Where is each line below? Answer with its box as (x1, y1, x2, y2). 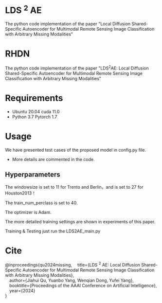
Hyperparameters (5, 171, 61, 179)
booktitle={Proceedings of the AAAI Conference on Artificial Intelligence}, (9, 283, 157, 288)
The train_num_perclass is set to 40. (5, 200, 78, 206)
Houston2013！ (5, 190, 36, 196)
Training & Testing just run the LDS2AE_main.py (5, 228, 101, 234)
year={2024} (9, 288, 36, 294)
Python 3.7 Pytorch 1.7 (12, 114, 57, 120)
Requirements (5, 93, 63, 104)
